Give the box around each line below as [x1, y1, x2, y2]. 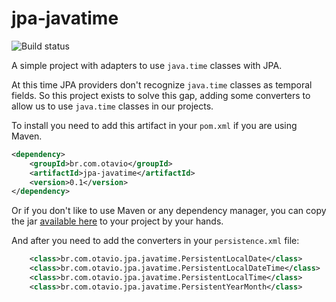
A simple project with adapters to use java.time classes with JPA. [11, 59, 283, 71]
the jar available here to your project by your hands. [11, 215, 224, 227]
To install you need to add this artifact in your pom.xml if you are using [11, 119, 298, 131]
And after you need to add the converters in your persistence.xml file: [11, 235, 300, 247]
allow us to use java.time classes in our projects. [11, 100, 214, 112]
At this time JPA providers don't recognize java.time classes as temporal [11, 78, 313, 91]
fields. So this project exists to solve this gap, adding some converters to [11, 89, 311, 101]
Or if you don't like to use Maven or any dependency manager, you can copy [11, 205, 327, 217]
